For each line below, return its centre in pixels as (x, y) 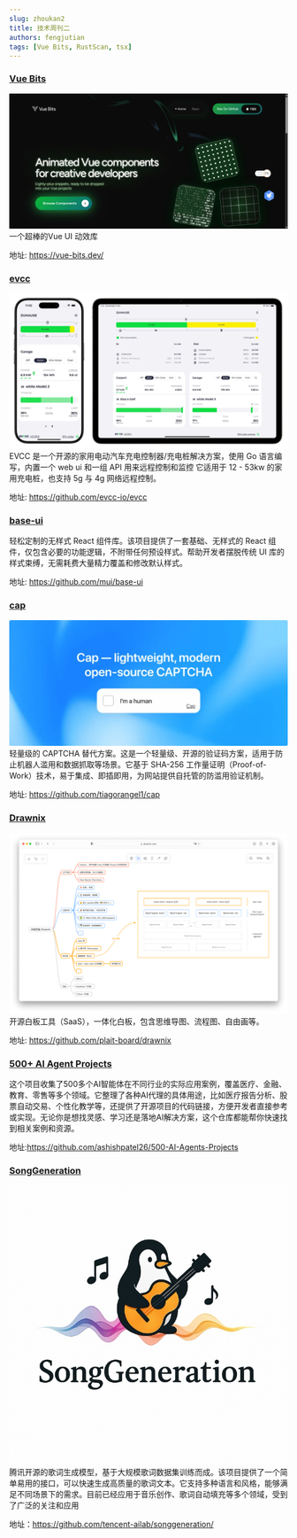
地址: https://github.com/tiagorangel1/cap (85, 795)
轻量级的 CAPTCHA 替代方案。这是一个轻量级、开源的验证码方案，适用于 (142, 754)
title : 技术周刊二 (40, 28)
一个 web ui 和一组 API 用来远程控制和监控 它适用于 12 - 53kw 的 (157, 467)
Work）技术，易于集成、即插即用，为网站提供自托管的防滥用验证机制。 (139, 776)
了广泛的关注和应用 (44, 1505)
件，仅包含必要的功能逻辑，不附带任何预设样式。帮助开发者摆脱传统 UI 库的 (147, 552)
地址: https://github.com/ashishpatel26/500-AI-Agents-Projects (124, 1147)
